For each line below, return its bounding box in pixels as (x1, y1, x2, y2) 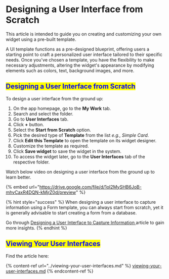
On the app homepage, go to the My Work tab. (13, 105, 111, 111)
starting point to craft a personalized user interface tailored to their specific (6, 51, 162, 58)
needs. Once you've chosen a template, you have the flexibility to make (6, 57, 155, 63)
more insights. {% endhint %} (6, 225, 67, 231)
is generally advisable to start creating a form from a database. (6, 209, 137, 215)
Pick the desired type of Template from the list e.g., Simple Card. (13, 132, 149, 138)
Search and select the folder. (13, 110, 74, 117)
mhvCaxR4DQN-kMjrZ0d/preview (6, 189, 76, 195)
